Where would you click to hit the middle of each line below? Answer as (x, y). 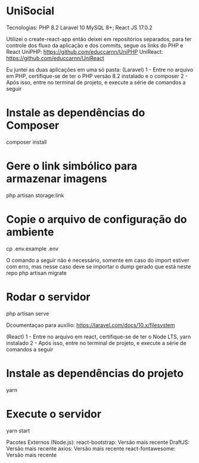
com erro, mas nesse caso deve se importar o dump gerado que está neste (99, 266)
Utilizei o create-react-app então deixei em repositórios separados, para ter (99, 39)
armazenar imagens (57, 179)
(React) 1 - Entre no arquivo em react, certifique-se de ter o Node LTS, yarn (99, 337)
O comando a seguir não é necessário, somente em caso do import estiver (98, 260)
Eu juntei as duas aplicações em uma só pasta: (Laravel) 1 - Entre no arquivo (100, 69)
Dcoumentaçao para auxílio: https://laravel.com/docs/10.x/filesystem (91, 325)
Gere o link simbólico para (72, 166)
